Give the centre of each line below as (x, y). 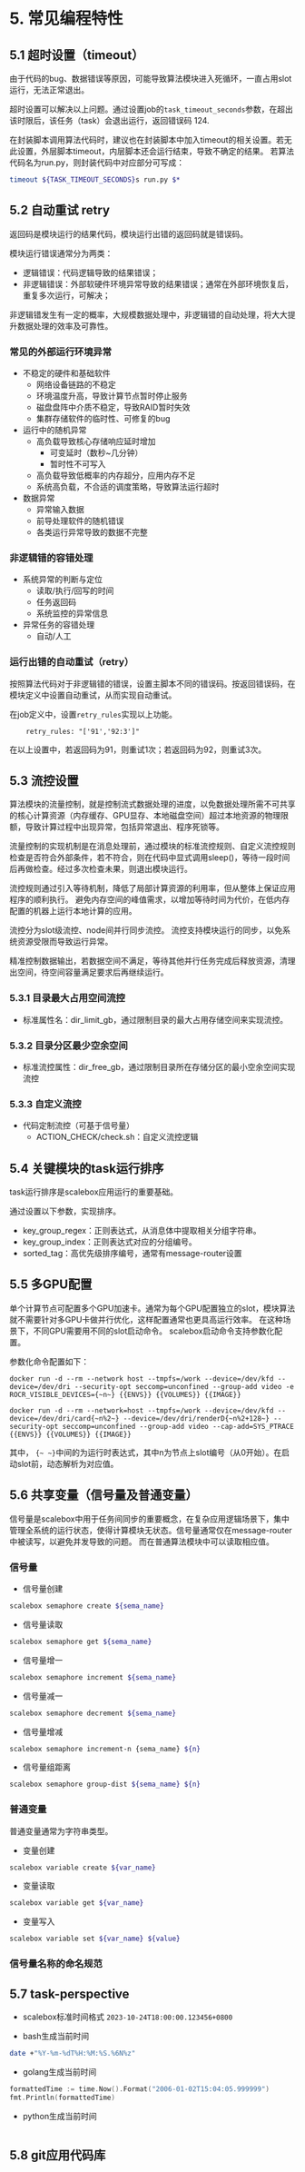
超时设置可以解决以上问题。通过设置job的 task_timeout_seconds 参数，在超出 (151, 109)
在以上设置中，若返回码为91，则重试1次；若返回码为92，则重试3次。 (138, 749)
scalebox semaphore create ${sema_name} (87, 1606)
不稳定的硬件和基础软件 (66, 372)
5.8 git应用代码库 (58, 2155)
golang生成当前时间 (59, 2071)
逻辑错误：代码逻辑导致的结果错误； (90, 273)
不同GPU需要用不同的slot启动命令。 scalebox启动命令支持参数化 (154, 1331)
